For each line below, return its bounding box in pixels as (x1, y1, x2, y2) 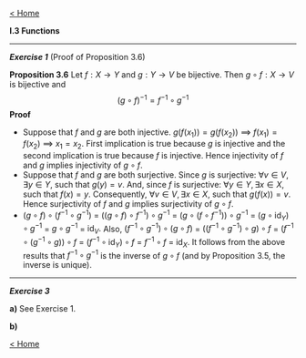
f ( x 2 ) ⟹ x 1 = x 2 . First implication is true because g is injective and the (22, 138, 286, 151)
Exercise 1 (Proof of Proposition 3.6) (9, 52, 146, 62)
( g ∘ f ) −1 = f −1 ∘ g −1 (117, 93, 189, 106)
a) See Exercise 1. (9, 303, 76, 314)
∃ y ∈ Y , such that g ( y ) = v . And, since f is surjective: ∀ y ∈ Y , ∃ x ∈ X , (22, 179, 285, 190)
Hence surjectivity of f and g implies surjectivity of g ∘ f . (22, 199, 234, 210)
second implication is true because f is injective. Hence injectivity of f (22, 150, 284, 161)
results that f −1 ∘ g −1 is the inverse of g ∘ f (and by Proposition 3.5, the (22, 248, 286, 261)
